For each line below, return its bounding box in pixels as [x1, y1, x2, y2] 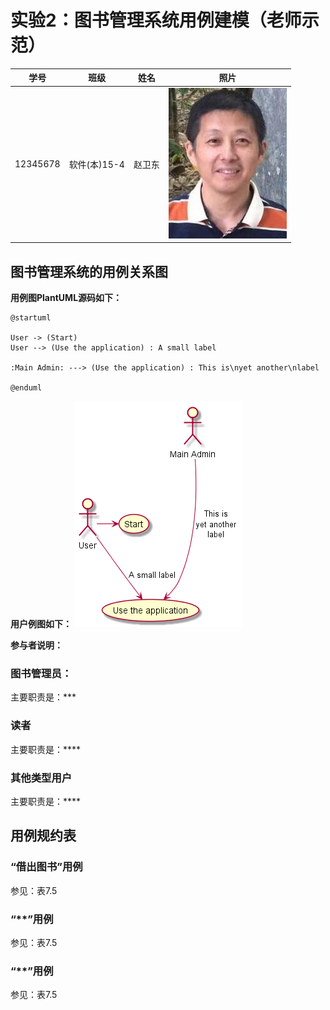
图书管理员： [10, 666, 73, 680]
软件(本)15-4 [68, 158, 125, 170]
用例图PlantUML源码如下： [10, 292, 123, 303]
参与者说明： [10, 639, 63, 651]
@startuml [10, 313, 52, 323]
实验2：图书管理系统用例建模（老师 [10, 9, 302, 32]
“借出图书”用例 [10, 860, 83, 874]
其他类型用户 [10, 771, 73, 785]
